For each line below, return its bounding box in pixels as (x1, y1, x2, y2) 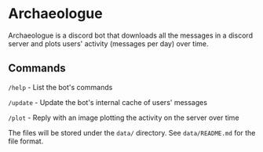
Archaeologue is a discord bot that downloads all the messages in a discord (8, 31, 254, 40)
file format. (8, 136, 44, 146)
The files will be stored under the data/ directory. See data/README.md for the (8, 128, 256, 137)
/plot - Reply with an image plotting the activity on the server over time (8, 113, 239, 122)
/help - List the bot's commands (8, 82, 113, 92)
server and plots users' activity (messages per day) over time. (8, 38, 209, 48)
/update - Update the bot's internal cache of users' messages (8, 97, 208, 107)
